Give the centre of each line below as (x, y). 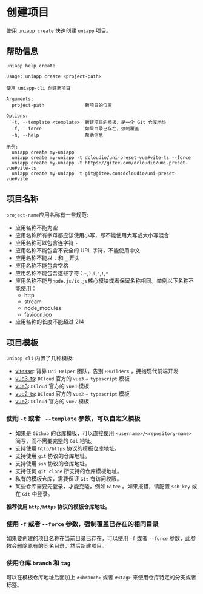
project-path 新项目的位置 (62, 105)
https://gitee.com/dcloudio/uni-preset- (136, 163)
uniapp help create (31, 66)
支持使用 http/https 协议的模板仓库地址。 (67, 448)
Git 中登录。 (38, 494)
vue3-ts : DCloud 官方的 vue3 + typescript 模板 (72, 379)
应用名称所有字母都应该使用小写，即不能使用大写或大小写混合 (92, 235)
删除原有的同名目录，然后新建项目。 (62, 545)
